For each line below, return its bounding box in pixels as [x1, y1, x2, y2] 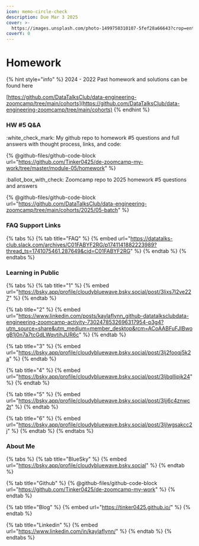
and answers [6, 182, 38, 190]
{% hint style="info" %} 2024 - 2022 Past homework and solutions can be [6, 76, 188, 83]
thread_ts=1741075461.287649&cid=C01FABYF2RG [6, 247, 131, 255]
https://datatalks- [130, 235, 173, 242]
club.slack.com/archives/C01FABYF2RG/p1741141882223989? [6, 241, 157, 248]
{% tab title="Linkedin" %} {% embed [6, 522, 98, 529]
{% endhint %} [113, 106, 150, 113]
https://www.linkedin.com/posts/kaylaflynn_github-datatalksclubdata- [18, 312, 190, 319]
